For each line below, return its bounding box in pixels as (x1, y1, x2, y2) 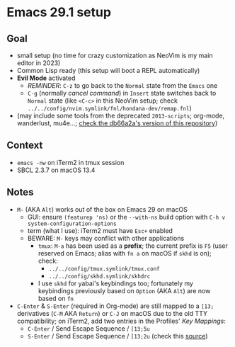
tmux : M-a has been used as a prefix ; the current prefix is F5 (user (38, 241, 228, 250)
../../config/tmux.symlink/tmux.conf (48, 265, 160, 273)
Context (6, 140, 43, 152)
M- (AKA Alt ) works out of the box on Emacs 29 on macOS (16, 205, 188, 213)
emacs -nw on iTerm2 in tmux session (16, 158, 125, 166)
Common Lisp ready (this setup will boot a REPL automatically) (16, 67, 200, 74)
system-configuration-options (27, 220, 117, 227)
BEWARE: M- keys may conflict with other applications (27, 234, 185, 242)
